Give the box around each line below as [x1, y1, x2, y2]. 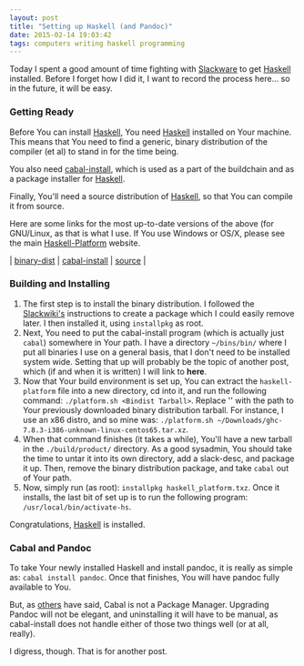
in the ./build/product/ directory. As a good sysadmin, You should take [22, 443, 293, 454]
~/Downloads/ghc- [217, 416, 283, 425]
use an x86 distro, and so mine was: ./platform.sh [22, 414, 214, 425]
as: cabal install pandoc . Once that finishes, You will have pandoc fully [9, 572, 280, 583]
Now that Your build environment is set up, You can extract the [22, 375, 258, 387]
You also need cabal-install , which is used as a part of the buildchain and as [9, 163, 295, 174]
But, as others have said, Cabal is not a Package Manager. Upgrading [9, 600, 270, 610]
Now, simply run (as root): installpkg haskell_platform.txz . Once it [22, 481, 280, 492]
